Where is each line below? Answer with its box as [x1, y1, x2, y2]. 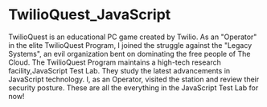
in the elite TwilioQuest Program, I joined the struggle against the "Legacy [8, 40, 253, 50]
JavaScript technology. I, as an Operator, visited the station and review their [8, 74, 260, 84]
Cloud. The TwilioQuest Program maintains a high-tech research [8, 57, 221, 67]
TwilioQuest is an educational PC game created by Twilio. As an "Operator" [8, 32, 257, 42]
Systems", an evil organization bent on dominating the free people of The [8, 49, 251, 58]
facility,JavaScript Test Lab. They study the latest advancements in [8, 65, 231, 75]
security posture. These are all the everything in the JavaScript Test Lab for [8, 82, 259, 93]
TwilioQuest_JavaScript [8, 6, 171, 24]
